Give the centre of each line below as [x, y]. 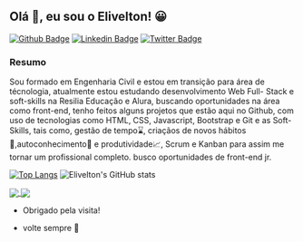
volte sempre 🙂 [51, 228]
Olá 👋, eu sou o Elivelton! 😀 [88, 17]
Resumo [28, 62]
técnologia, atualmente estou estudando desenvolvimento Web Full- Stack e [152, 92]
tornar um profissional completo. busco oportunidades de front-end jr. [141, 157]
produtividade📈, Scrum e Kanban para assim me [193, 144]
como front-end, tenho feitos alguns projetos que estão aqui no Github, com [152, 111]
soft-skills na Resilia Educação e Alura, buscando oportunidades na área [145, 102]
